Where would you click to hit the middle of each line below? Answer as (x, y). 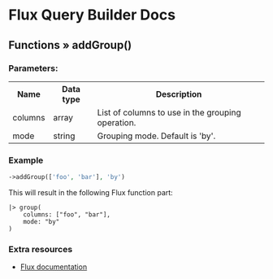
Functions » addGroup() (70, 45)
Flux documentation (54, 267)
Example (26, 160)
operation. (117, 122)
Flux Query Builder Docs (92, 15)
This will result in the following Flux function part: (91, 193)
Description (179, 94)
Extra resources (41, 249)
